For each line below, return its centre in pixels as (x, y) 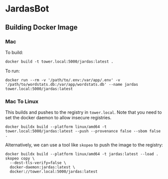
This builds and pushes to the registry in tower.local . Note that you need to (83, 112)
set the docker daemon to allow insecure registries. (58, 118)
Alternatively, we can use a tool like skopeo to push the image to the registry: (84, 145)
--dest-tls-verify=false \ (38, 163)
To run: (13, 71)
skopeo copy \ (20, 158)
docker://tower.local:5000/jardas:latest (54, 172)
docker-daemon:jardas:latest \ (43, 167)
